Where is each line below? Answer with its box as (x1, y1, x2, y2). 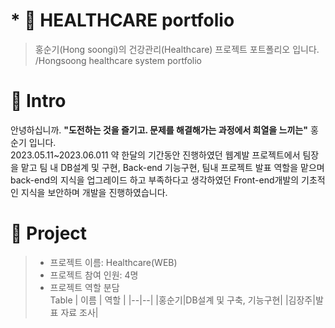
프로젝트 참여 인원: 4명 (49, 269, 139, 281)
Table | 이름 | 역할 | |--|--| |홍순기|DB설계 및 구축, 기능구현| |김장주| (49, 294, 316, 306)
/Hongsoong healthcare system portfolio (34, 54, 202, 66)
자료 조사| (60, 306, 99, 318)
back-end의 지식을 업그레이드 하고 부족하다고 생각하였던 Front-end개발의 (10, 174, 300, 186)
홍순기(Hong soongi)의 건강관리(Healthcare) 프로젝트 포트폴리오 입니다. (34, 43, 320, 55)
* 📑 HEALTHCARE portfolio (10, 9, 235, 32)
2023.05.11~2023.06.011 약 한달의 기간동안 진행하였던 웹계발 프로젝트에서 (10, 149, 301, 161)
